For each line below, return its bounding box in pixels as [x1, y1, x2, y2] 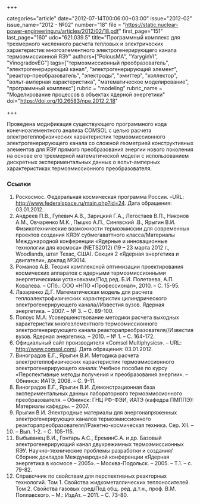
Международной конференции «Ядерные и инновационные [15, 238, 168, 245]
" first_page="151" [118, 27, 163, 35]
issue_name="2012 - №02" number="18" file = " [7, 21, 126, 28]
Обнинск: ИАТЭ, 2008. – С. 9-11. [15, 377, 96, 385]
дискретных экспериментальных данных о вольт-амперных [7, 159, 160, 165]
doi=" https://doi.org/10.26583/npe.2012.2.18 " [7, 97, 118, 105]
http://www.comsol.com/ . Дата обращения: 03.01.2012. [15, 346, 154, 353]
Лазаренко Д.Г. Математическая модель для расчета [15, 288, 153, 296]
